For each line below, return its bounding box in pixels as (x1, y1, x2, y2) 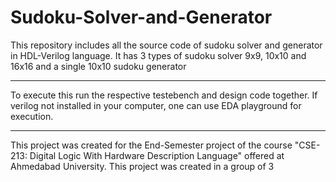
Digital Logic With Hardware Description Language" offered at (29, 149, 285, 161)
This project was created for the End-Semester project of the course (10, 139, 293, 151)
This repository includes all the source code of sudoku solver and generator (10, 39, 323, 51)
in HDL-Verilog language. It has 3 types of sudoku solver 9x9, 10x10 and (10, 49, 307, 61)
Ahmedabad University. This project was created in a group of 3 (10, 160, 275, 172)
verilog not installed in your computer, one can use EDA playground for (10, 99, 302, 111)
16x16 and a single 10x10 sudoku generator (10, 60, 187, 72)
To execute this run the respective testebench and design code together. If (10, 89, 318, 101)
